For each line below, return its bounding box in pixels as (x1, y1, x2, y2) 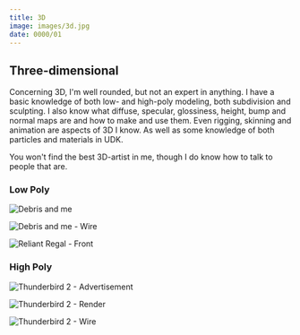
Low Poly (9, 184, 50, 196)
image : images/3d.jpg (9, 21, 90, 30)
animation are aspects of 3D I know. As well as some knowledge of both (9, 125, 275, 135)
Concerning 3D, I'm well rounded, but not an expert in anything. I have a (9, 87, 275, 98)
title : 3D (9, 13, 47, 22)
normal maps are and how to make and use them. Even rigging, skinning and (9, 116, 292, 126)
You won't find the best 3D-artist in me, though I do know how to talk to (9, 151, 273, 162)
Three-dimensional (9, 63, 119, 78)
